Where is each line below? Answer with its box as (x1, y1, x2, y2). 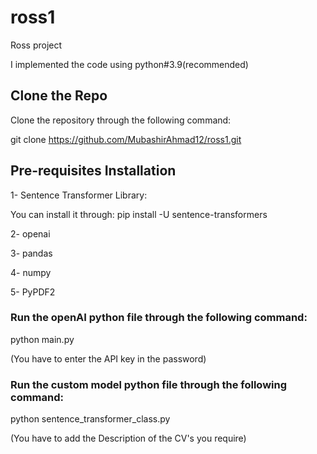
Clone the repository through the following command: (10, 114, 232, 126)
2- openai (10, 227, 51, 240)
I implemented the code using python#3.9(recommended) (10, 58, 249, 70)
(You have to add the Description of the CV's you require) (10, 432, 247, 445)
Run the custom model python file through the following (10, 377, 288, 391)
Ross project (10, 39, 63, 51)
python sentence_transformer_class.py (10, 413, 171, 425)
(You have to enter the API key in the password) (10, 352, 207, 365)
